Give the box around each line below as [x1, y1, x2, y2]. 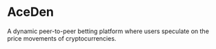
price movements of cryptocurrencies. [7, 34, 117, 42]
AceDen [7, 4, 54, 20]
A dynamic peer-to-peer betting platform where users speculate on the [7, 27, 209, 35]
